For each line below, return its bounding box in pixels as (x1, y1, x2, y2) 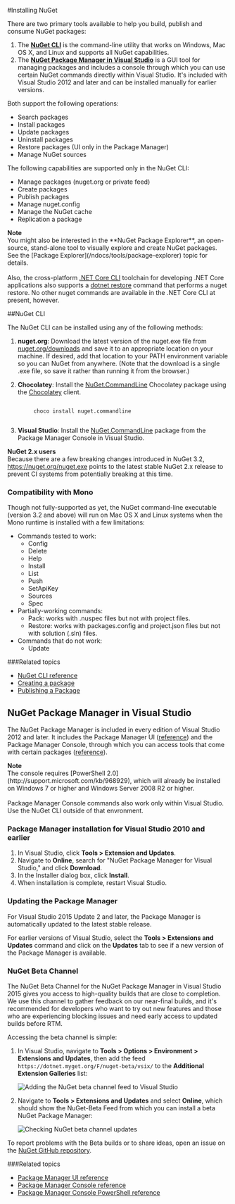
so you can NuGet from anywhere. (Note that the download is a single (17, 359, 220, 368)
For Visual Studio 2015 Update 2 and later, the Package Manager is (7, 912, 201, 921)
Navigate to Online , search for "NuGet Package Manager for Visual (17, 856, 212, 865)
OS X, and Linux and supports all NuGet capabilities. (17, 49, 170, 56)
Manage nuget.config (17, 200, 80, 208)
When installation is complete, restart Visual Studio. (17, 879, 167, 887)
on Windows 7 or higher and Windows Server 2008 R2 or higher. (7, 784, 195, 793)
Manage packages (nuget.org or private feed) (17, 177, 151, 186)
